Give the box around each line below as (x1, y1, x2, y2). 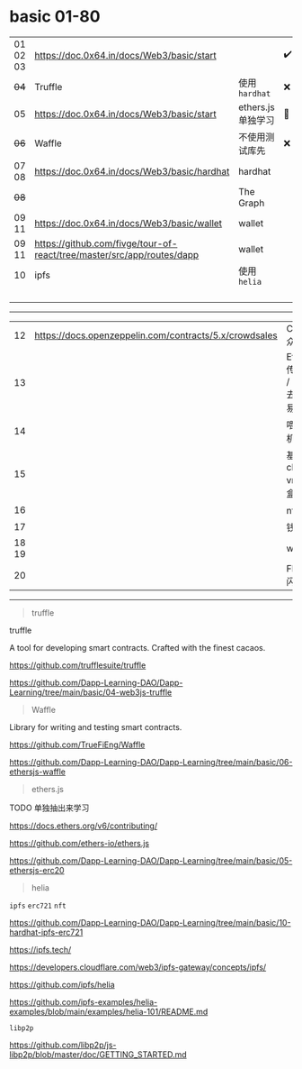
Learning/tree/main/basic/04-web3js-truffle (9, 687, 173, 698)
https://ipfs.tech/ (9, 944, 72, 955)
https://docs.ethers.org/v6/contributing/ (9, 820, 158, 831)
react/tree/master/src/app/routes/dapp (34, 248, 200, 260)
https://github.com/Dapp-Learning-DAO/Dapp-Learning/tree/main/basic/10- (9, 917, 291, 927)
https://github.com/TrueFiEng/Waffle (9, 739, 146, 750)
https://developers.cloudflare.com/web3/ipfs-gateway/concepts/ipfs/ (9, 962, 267, 973)
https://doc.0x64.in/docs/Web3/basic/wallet (34, 216, 223, 229)
